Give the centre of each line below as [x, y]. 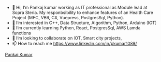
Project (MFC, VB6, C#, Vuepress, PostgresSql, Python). [68, 18]
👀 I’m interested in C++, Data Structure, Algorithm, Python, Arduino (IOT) [84, 23]
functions [22, 33]
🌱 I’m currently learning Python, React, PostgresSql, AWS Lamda [76, 28]
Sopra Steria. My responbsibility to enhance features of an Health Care [83, 12]
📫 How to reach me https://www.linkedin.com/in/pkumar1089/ [74, 43]
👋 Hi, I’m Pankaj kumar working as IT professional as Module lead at [80, 7]
